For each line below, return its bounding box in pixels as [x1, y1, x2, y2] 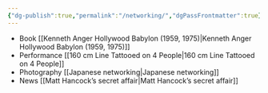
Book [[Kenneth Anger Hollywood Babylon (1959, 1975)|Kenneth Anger [18, 33, 252, 43]
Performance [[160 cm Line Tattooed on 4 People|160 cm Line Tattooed [18, 50, 255, 60]
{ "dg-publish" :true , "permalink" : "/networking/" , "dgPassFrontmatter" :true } [7, 11, 262, 20]
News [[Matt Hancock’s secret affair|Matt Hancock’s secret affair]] [18, 76, 239, 85]
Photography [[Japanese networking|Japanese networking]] [18, 67, 219, 76]
